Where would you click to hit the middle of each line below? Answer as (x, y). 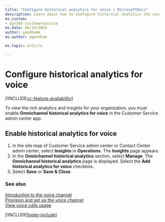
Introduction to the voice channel (39, 195)
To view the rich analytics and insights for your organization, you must (76, 108)
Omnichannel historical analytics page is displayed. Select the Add (81, 161)
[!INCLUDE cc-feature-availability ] (39, 98)
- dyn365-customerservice (31, 23)
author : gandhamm (23, 32)
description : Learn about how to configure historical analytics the (78, 14)
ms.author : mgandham (26, 37)
